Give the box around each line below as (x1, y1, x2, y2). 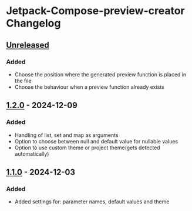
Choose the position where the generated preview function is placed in (14, 71, 187, 78)
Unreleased (6, 40, 50, 50)
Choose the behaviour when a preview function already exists (14, 83, 164, 91)
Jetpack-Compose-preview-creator (6, 4, 185, 18)
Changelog (6, 16, 61, 30)
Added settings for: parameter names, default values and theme (14, 198, 170, 205)
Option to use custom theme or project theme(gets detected (14, 144, 160, 151)
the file (14, 77, 32, 84)
